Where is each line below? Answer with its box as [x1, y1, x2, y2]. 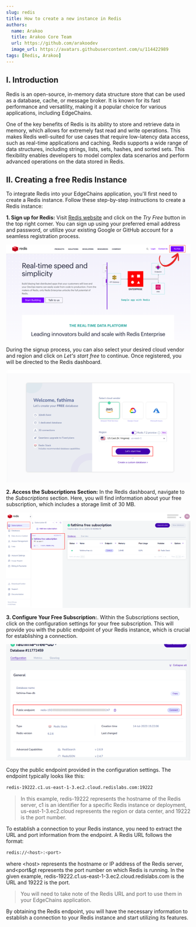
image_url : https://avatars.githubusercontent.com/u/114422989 [11, 47, 169, 53]
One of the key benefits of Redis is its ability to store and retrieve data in [6, 121, 180, 128]
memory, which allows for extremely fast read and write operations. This [6, 126, 181, 134]
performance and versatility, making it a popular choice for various [6, 103, 167, 110]
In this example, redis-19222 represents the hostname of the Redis [20, 795, 181, 802]
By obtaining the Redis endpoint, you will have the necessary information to [6, 908, 188, 915]
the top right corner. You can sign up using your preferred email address [6, 220, 180, 228]
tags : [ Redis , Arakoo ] [6, 53, 61, 59]
